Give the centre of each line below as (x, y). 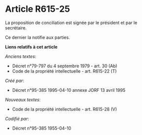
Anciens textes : (21, 56)
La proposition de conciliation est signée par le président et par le (71, 23)
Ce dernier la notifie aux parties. (37, 37)
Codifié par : (17, 118)
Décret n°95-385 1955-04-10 (42, 128)
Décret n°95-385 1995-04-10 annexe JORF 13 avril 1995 (69, 90)
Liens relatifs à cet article (31, 47)
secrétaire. (16, 27)
